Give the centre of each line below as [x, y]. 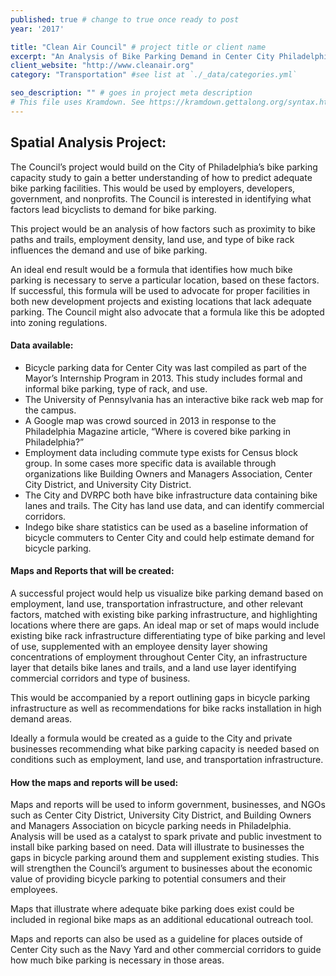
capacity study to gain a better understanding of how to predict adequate [161, 177]
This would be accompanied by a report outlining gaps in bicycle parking [160, 697]
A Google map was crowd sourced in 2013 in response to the [150, 420]
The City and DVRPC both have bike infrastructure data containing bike [171, 495]
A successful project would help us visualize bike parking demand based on [167, 593]
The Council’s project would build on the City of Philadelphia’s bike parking [164, 167]
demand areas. [41, 718]
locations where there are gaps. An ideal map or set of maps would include [165, 625]
